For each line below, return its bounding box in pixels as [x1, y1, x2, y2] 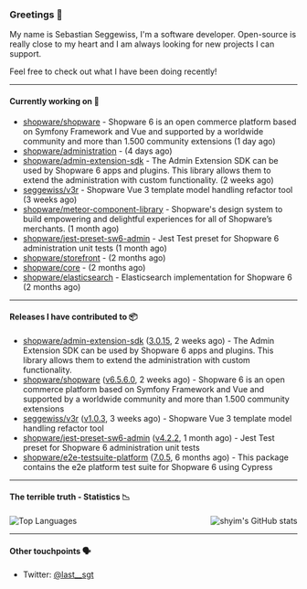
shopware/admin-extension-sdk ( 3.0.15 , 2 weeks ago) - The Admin [22, 335, 275, 346]
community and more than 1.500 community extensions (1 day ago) [22, 135, 276, 146]
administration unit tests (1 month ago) [22, 242, 167, 253]
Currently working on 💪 [9, 95, 100, 106]
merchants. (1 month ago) [22, 223, 120, 234]
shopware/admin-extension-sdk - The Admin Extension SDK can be [22, 155, 279, 166]
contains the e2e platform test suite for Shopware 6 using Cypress [22, 461, 273, 472]
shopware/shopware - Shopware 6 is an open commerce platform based [22, 116, 297, 127]
